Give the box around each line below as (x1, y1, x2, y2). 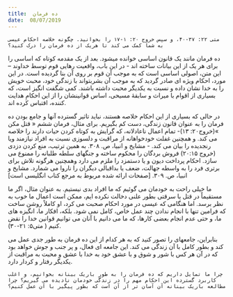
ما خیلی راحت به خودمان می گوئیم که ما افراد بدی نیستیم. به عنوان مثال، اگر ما (8, 184, 212, 193)
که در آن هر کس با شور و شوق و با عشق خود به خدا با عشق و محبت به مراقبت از (8, 250, 218, 258)
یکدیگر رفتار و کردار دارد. (8, 257, 72, 265)
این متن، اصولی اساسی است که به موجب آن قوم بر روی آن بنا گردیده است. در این (8, 69, 222, 77)
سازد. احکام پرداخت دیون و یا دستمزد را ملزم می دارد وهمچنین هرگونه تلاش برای (8, 156, 218, 164)
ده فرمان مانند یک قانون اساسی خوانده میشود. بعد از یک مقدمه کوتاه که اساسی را (8, 54, 220, 63)
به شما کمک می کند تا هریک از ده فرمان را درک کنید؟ (8, 42, 164, 49)
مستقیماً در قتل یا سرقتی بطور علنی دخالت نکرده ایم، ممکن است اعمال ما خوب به (8, 192, 222, 200)
